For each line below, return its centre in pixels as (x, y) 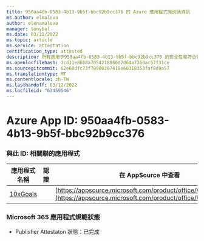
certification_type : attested (45, 51)
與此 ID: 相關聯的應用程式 (43, 153)
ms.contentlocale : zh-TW (38, 79)
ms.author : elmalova (32, 18)
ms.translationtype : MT (36, 74)
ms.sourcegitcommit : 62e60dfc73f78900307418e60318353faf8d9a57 (88, 68)
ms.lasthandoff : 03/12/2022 (42, 85)
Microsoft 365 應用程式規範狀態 (53, 217)
